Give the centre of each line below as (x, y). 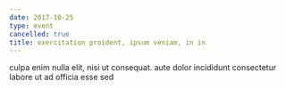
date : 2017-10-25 (42, 17)
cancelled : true (39, 34)
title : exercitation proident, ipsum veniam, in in (107, 42)
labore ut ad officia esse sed (62, 77)
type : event (31, 26)
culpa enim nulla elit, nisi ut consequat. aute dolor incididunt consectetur (143, 68)
